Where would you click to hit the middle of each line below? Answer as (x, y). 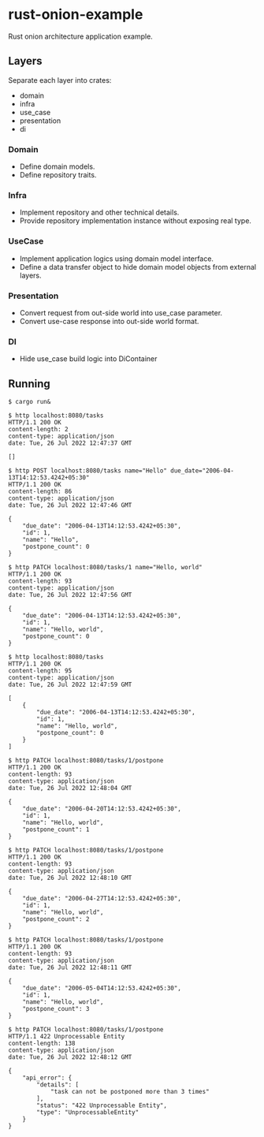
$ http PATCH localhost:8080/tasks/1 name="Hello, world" (105, 568)
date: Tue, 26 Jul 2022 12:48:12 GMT (70, 1057)
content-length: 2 (38, 430)
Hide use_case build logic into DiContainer (88, 359)
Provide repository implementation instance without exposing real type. (136, 221)
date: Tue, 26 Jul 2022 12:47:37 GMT (70, 443)
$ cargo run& (30, 402)
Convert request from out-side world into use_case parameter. (121, 312)
